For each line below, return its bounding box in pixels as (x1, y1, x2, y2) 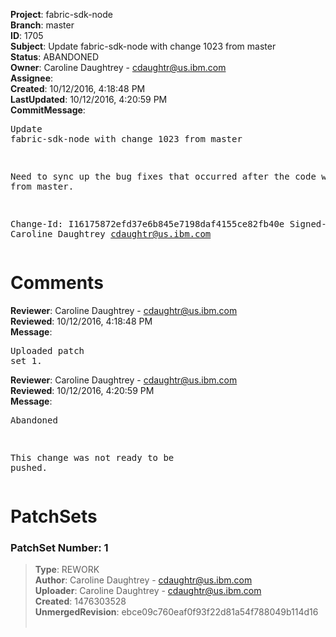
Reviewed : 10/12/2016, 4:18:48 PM (10, 315, 153, 327)
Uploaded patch (10, 345, 85, 356)
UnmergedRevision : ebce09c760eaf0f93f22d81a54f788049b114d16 (34, 606, 319, 618)
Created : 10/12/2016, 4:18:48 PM (10, 83, 146, 94)
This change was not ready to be (10, 452, 175, 463)
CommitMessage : (10, 104, 86, 116)
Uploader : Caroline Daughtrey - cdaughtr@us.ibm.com (34, 585, 262, 597)
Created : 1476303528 (34, 595, 127, 608)
